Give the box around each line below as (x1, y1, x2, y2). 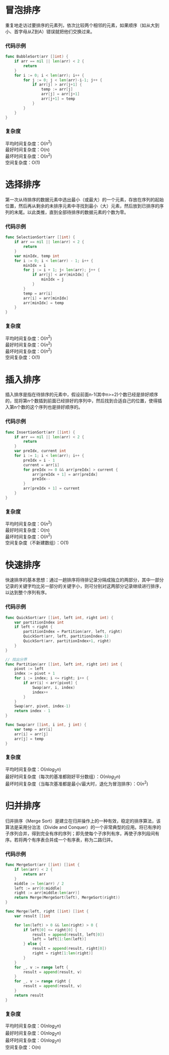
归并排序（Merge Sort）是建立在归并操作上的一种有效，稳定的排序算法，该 (5, 818, 161, 824)
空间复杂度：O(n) (5, 1044, 41, 1050)
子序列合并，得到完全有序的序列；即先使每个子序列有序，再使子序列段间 (5, 830, 155, 836)
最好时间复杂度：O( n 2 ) (5, 341, 52, 347)
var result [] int (14, 913, 51, 919)
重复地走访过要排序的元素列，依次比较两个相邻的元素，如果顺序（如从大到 (5, 22, 159, 28)
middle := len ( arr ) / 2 (14, 881, 64, 886)
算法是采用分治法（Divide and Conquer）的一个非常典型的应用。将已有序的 (5, 824, 161, 830)
